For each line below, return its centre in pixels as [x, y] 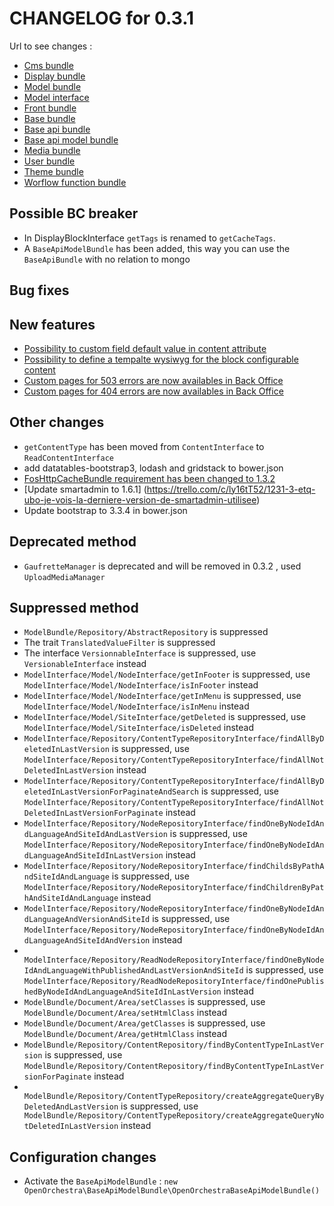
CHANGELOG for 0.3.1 [102, 18]
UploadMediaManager [64, 577]
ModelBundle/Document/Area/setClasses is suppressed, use [144, 1002]
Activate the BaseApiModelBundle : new [100, 1181]
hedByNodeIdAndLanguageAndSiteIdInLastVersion [122, 992]
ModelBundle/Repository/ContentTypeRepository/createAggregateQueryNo [174, 1116]
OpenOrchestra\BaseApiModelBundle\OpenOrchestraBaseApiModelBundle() [172, 1191]
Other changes [57, 422]
